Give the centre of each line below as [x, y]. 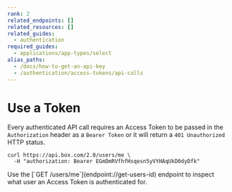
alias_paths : [26, 60]
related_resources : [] [41, 27]
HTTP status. [26, 143]
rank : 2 [19, 14]
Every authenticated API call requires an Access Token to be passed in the [115, 127]
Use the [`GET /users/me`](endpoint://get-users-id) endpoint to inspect [111, 174]
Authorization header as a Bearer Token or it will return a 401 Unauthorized [116, 135]
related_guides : [31, 34]
